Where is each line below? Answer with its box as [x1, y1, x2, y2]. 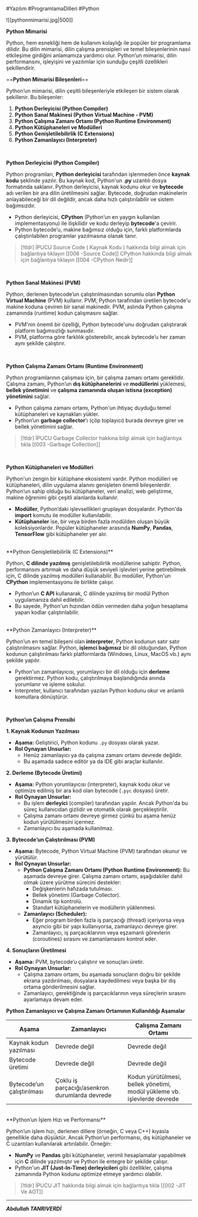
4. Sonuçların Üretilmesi [6, 947, 67, 954]
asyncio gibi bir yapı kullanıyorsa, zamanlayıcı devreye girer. [32, 923, 179, 929]
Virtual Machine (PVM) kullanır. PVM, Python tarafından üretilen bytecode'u [6, 297, 191, 304]
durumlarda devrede [55, 1091, 112, 1099]
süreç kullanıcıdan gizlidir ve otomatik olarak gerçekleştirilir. [23, 806, 169, 813]
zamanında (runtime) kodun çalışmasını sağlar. [6, 309, 119, 317]
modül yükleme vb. [127, 1088, 181, 1095]
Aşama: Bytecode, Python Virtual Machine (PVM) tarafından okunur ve [14, 847, 187, 854]
